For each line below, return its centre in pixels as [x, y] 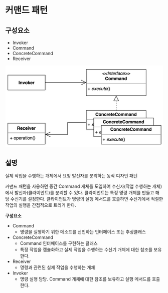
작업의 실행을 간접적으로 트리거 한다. [41, 205]
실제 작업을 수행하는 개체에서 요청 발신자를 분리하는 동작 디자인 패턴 [71, 175]
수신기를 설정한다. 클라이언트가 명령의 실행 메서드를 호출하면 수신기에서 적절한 [87, 199]
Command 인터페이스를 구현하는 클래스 [59, 243]
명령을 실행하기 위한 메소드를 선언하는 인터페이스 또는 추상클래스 [83, 231]
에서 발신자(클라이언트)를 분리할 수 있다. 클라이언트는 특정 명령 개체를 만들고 [80, 192]
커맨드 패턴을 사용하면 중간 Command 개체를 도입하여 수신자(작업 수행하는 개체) [83, 186]
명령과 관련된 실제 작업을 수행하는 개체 [57, 267]
